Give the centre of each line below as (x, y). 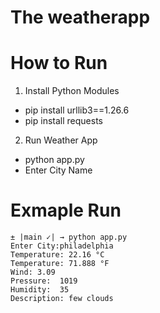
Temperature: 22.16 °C (57, 255)
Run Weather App (61, 140)
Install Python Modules (72, 91)
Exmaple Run (66, 210)
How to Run (59, 63)
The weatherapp (80, 17)
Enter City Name (58, 170)
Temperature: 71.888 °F (60, 264)
